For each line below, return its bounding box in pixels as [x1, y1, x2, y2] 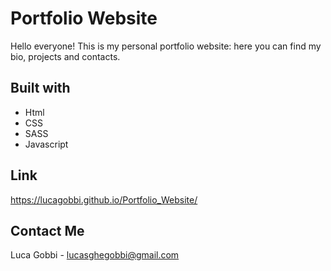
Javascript [24, 138, 69, 150]
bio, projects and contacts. [10, 50, 121, 62]
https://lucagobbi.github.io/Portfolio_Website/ [10, 193, 198, 206]
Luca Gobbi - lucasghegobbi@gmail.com [10, 249, 180, 261]
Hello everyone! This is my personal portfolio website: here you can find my [10, 40, 322, 52]
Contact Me [10, 222, 85, 239]
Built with [10, 80, 71, 97]
